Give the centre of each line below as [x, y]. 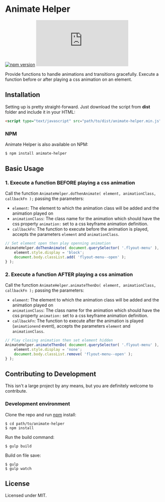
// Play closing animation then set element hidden [59, 340]
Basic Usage [25, 169]
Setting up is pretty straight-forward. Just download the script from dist [78, 106]
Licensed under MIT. [26, 496]
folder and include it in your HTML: [40, 112]
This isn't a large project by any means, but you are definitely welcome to [79, 386]
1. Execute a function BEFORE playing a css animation [70, 183]
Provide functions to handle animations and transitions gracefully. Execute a [82, 74]
